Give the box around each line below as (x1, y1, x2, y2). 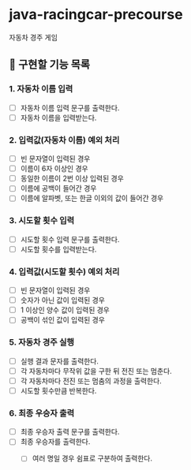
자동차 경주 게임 (9, 32, 58, 42)
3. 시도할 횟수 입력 (9, 215, 75, 226)
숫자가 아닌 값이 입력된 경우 (20, 296, 106, 305)
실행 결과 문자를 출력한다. (20, 356, 99, 366)
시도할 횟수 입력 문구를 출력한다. (20, 234, 120, 244)
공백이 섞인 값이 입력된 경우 (20, 315, 106, 325)
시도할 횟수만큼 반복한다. (20, 386, 97, 395)
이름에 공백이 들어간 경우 (20, 184, 97, 193)
